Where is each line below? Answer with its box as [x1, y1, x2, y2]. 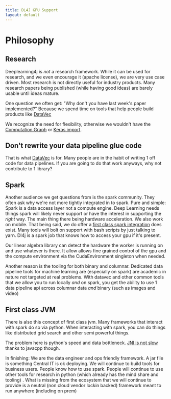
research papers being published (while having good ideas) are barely [5, 85, 153, 91]
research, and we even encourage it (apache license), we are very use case [5, 74, 165, 80]
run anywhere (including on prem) [5, 388, 77, 394]
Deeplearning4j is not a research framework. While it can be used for [5, 68, 151, 74]
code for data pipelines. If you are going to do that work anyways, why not [5, 160, 162, 167]
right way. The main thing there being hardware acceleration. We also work [5, 216, 163, 222]
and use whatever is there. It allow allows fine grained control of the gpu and [5, 248, 166, 254]
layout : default [5, 12, 40, 17]
